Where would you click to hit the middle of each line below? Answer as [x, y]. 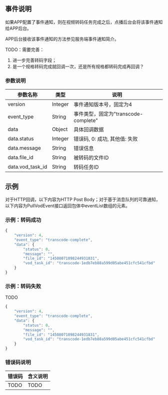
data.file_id [20, 158]
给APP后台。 [18, 28]
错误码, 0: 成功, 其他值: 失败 [106, 139]
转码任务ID [86, 167]
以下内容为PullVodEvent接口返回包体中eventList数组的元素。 [67, 206]
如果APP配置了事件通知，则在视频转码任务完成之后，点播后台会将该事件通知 [84, 22]
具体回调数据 [89, 130]
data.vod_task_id [27, 167]
